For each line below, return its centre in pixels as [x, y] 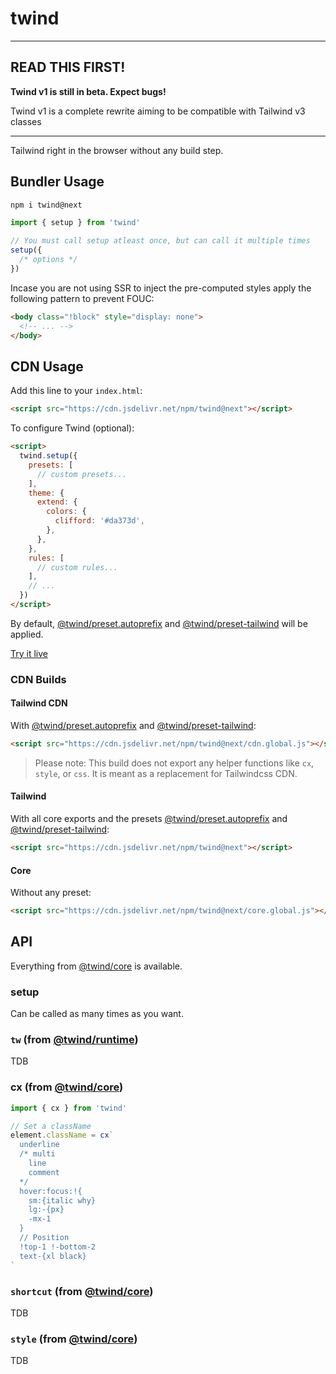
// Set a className [51, 1126]
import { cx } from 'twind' [69, 1108]
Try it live [29, 653]
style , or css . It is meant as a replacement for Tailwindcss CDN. [166, 773]
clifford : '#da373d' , [99, 521]
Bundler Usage [57, 182]
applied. [27, 634]
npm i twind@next [46, 205]
